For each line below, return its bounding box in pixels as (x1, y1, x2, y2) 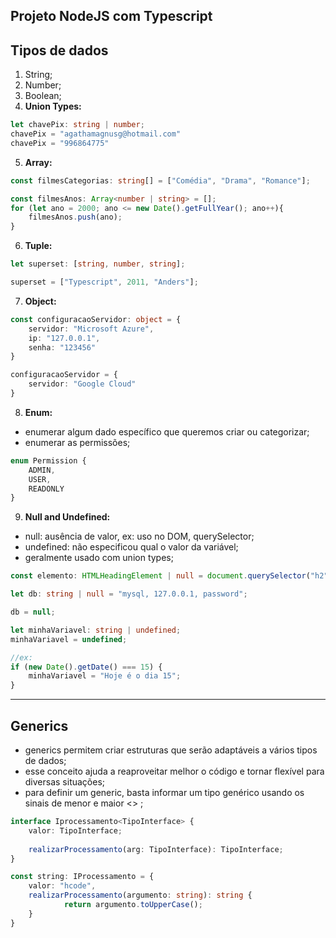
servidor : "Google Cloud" (28, 379, 137, 389)
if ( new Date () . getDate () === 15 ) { (10, 662, 163, 672)
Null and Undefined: (24, 511, 111, 523)
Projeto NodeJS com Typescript (10, 8, 213, 25)
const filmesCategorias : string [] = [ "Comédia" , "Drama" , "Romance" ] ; (10, 175, 311, 186)
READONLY (28, 484, 65, 494)
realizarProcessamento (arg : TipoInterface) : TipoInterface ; (28, 844, 284, 854)
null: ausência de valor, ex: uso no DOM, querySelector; (24, 530, 255, 543)
